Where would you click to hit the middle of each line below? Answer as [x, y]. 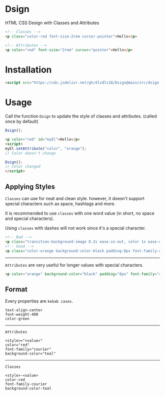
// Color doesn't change [30, 153]
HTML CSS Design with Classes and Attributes [52, 23]
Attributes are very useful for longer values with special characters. [74, 265]
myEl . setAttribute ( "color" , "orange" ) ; [46, 148]
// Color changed [23, 167]
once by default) [22, 121]
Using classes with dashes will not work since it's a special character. [76, 228]
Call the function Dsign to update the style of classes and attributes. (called [81, 116]
